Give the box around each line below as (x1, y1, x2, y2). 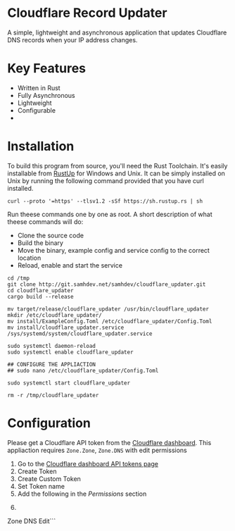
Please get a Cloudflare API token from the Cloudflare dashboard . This (7, 438, 212, 446)
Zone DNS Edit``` (7, 516, 56, 525)
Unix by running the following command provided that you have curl (7, 176, 204, 185)
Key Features (7, 61, 87, 77)
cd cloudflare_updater (7, 287, 74, 294)
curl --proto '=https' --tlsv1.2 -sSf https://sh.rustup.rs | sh (7, 197, 203, 205)
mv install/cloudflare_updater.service (7, 324, 125, 331)
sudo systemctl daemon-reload (7, 342, 96, 349)
